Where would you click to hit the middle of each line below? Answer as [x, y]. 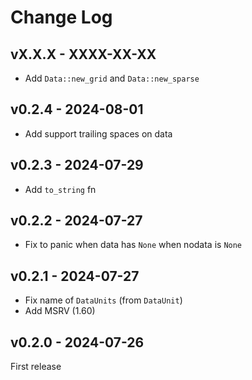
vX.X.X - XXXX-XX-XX [83, 54]
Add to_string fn [60, 189]
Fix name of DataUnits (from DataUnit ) [103, 300]
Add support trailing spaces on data [98, 133]
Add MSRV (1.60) [60, 311]
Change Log [61, 17]
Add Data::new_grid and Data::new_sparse [112, 78]
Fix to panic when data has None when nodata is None [133, 245]
